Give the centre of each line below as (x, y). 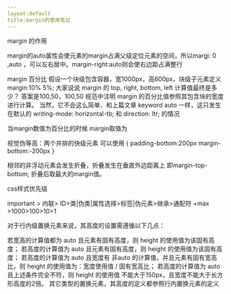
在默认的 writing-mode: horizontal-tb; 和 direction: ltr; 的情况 (94, 113)
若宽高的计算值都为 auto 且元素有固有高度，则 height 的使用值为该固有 (108, 240)
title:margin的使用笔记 (39, 20)
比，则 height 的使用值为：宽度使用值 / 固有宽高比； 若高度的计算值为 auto (114, 266)
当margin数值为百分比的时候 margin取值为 (67, 128)
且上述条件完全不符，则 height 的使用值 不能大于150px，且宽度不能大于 (109, 275)
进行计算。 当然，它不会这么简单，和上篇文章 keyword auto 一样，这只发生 (114, 105)
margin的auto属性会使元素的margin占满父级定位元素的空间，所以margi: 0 (112, 55)
